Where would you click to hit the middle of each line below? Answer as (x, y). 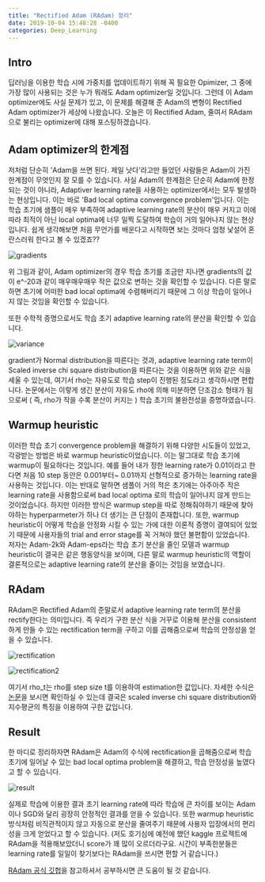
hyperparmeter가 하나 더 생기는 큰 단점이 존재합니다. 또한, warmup (134, 514)
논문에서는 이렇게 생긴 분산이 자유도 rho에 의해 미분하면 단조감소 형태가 (135, 390)
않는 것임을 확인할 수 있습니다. (63, 301)
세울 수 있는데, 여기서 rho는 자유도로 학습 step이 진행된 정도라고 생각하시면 (124, 380)
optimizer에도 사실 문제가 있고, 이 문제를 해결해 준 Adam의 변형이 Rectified (125, 102)
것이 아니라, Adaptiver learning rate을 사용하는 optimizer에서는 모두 (129, 190)
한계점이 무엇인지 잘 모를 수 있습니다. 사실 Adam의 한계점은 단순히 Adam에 (124, 180)
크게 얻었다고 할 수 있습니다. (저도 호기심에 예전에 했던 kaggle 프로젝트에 (135, 834)
